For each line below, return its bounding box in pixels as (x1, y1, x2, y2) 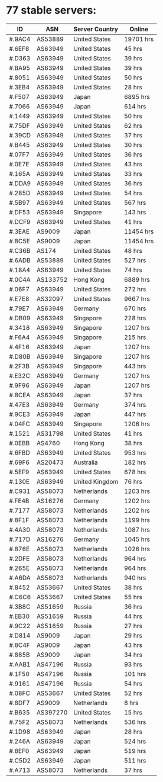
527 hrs (123, 256, 146, 264)
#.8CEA (9, 391, 31, 399)
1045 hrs (123, 535, 151, 543)
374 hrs (123, 400, 146, 408)
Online (129, 25, 149, 33)
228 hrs (123, 314, 146, 322)
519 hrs (123, 746, 146, 755)
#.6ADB (9, 256, 31, 264)
